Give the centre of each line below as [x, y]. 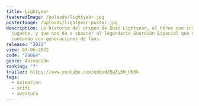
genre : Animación [28, 61]
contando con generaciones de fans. [57, 39]
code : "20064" [24, 55]
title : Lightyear [28, 11]
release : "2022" [26, 45]
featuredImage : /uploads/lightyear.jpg [55, 17]
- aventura [25, 94]
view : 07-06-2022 [28, 50]
